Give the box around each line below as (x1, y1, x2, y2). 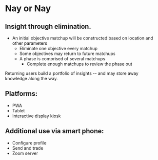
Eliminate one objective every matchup (19, 46, 98, 51)
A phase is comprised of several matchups (19, 56, 106, 61)
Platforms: (5, 89, 38, 98)
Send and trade (12, 145, 43, 151)
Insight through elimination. (5, 22, 91, 31)
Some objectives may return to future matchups (19, 51, 116, 56)
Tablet (12, 107, 25, 113)
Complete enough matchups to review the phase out (26, 61, 133, 67)
